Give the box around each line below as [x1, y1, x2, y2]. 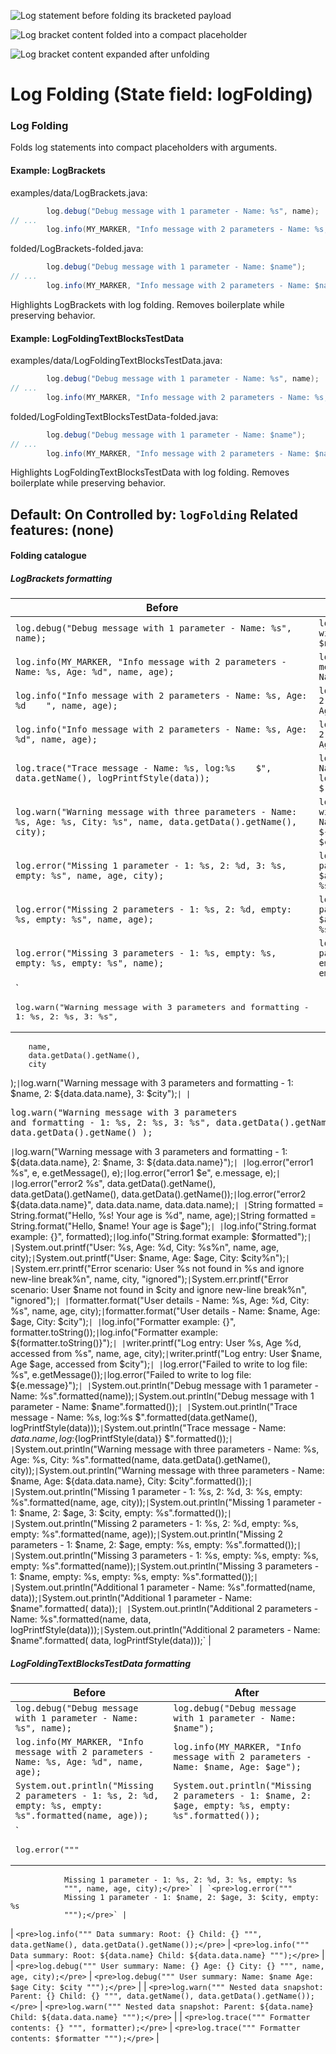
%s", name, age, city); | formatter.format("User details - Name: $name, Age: [10, 1305, 321, 1317]
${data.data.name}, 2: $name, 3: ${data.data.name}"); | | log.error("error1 [10, 1156, 314, 1169]
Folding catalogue [10, 550, 87, 562]
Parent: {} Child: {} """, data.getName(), [10, 1991, 195, 2002]
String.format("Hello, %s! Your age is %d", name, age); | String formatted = [10, 1210, 317, 1222]
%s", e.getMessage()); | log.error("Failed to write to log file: [10, 1369, 252, 1381]
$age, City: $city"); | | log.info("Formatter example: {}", [10, 1316, 237, 1328]
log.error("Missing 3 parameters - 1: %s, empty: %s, [15, 948, 277, 959]
